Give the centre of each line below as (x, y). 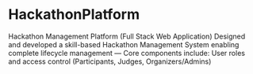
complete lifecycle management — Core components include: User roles (127, 53)
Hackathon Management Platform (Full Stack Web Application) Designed (127, 36)
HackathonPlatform (74, 15)
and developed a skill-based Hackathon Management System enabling (124, 44)
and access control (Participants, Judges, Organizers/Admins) (110, 61)
